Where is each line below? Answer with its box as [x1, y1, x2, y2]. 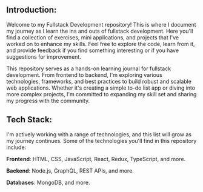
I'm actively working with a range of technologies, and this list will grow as [6, 130, 192, 138]
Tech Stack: [6, 114, 53, 125]
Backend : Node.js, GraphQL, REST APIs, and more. [6, 167, 135, 174]
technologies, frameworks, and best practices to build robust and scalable [6, 78, 192, 85]
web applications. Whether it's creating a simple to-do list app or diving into [6, 84, 196, 91]
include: [6, 144, 27, 151]
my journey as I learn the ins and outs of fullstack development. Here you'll [6, 27, 193, 35]
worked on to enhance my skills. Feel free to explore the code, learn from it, [6, 40, 195, 47]
